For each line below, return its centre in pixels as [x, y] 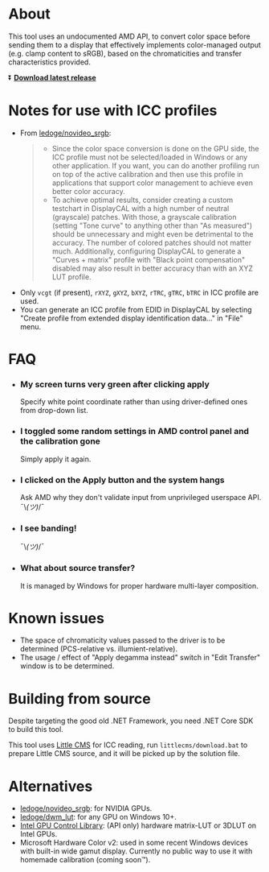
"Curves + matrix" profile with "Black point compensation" [149, 259]
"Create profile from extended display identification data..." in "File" [131, 318]
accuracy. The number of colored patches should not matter [151, 242]
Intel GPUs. [39, 834]
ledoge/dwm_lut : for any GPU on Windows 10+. [98, 817]
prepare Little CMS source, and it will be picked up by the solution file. [124, 754]
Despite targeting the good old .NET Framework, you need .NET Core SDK [131, 721]
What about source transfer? [77, 568]
